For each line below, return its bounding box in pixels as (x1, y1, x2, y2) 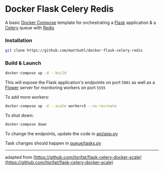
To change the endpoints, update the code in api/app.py (5, 131, 118, 137)
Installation (5, 37, 33, 43)
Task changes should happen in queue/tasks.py (5, 140, 102, 146)
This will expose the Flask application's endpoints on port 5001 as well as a (5, 80, 155, 85)
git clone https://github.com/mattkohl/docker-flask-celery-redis (5, 48, 143, 53)
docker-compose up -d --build (5, 71, 67, 76)
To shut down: (5, 112, 34, 118)
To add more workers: (5, 94, 50, 100)
